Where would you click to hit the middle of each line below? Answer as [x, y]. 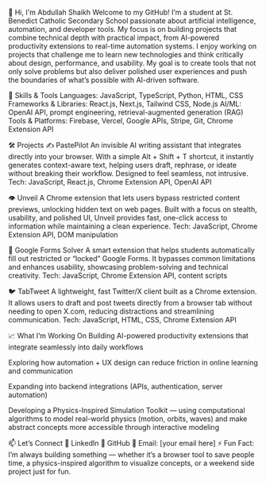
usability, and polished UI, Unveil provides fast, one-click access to [118, 218]
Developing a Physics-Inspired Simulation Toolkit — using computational [127, 410]
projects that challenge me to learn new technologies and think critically [126, 55]
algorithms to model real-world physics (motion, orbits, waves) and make [128, 419]
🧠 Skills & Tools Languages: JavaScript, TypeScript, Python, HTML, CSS [126, 95]
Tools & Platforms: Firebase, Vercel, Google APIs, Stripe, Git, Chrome [121, 121]
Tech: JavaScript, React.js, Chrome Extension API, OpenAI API [110, 182]
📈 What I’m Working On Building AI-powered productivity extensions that [128, 336]
